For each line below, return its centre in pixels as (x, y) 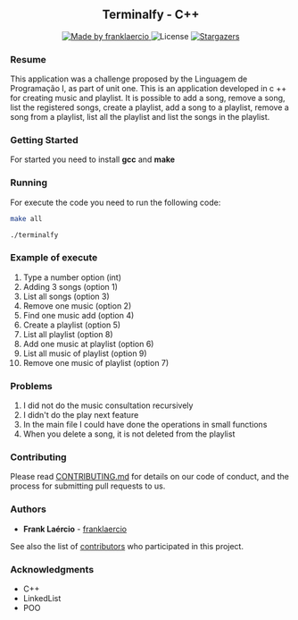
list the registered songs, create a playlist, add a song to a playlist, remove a (149, 107)
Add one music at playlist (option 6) (88, 344)
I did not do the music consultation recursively (108, 405)
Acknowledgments (52, 569)
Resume (29, 59)
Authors (29, 509)
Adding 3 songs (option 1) (70, 286)
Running (29, 183)
